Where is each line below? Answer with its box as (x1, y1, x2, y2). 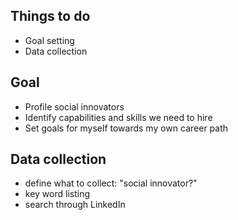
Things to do (10, 8, 91, 25)
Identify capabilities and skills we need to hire (24, 111, 213, 123)
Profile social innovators (24, 100, 125, 113)
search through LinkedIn (24, 199, 126, 211)
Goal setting (24, 34, 75, 46)
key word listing (24, 188, 91, 200)
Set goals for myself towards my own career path (24, 122, 229, 134)
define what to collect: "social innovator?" (24, 177, 198, 189)
